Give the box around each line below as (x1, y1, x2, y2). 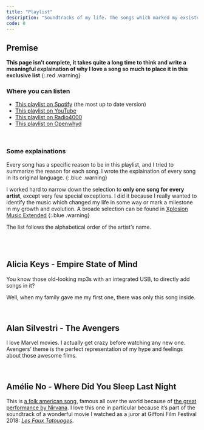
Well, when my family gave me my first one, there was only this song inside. (6, 293, 196, 301)
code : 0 (6, 20, 26, 26)
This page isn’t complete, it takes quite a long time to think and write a (6, 59, 186, 66)
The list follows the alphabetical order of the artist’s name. (6, 223, 152, 231)
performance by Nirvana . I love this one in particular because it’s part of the (6, 404, 195, 411)
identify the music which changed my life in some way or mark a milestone (6, 198, 193, 206)
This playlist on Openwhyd (15, 120, 82, 128)
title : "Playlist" (6, 9, 53, 15)
